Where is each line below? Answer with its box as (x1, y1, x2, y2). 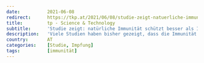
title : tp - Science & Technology (6, 20, 115, 26)
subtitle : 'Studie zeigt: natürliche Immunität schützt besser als (6, 25, 194, 32)
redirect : (6, 14, 32, 20)
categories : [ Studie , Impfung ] (6, 43, 94, 49)
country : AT (6, 37, 53, 43)
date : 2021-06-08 (6, 8, 75, 15)
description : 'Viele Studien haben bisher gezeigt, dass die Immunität (6, 31, 197, 37)
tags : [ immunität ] (6, 48, 78, 54)
